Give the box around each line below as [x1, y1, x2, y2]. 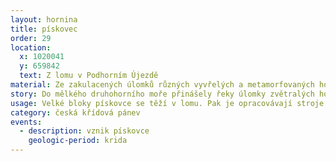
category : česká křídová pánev [10, 107, 141, 118]
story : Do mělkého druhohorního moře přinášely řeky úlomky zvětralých [10, 89, 315, 99]
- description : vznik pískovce [19, 126, 150, 136]
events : [10, 117, 43, 127]
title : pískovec [10, 24, 78, 34]
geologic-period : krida [28, 136, 128, 146]
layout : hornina [10, 14, 78, 25]
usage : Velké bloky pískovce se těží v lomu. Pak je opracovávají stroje [10, 98, 325, 108]
